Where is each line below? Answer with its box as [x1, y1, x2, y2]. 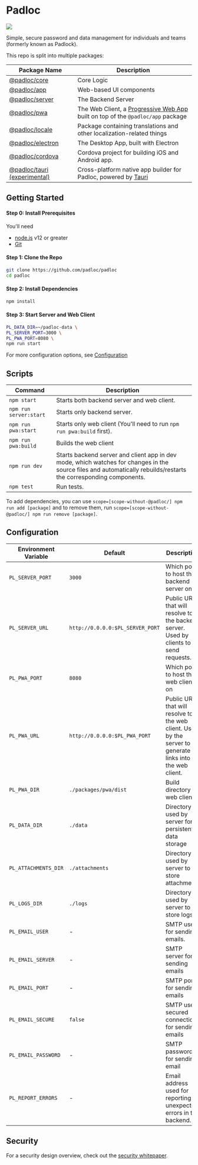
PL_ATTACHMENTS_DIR [9, 865, 64, 871]
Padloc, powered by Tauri [77, 173, 148, 181]
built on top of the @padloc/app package [77, 112, 187, 120]
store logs [165, 910, 193, 918]
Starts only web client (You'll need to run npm [56, 420, 180, 428]
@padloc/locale [9, 125, 53, 134]
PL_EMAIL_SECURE [9, 1016, 55, 1023]
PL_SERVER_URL [9, 624, 49, 631]
